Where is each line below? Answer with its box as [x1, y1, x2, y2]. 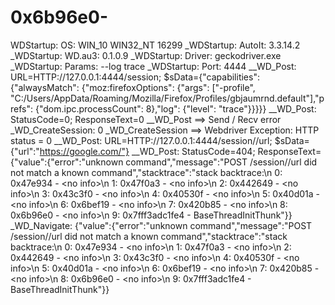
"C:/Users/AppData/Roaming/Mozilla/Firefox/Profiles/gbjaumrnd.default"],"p [10, 92, 325, 104]
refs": [10, 102, 34, 115]
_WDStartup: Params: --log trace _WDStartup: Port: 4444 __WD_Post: [10, 60, 297, 72]
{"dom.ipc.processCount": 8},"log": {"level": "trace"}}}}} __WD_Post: [34, 102, 317, 115]
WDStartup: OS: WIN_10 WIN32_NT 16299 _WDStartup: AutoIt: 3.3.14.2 [10, 39, 301, 51]
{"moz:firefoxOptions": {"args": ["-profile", [81, 81, 256, 93]
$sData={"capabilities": [163, 71, 260, 83]
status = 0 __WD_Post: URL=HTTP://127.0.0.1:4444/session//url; [10, 134, 273, 146]
